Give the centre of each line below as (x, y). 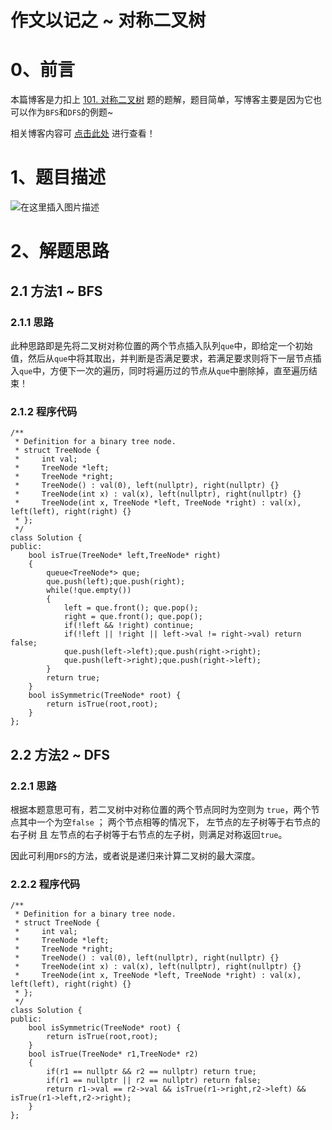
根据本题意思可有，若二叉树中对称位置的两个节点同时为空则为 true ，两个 (161, 809)
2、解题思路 (60, 251)
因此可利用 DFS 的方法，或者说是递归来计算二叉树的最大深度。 (135, 855)
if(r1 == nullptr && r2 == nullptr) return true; (151, 1072)
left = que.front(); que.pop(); (131, 608)
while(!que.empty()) (89, 591)
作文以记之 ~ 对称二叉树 (108, 20)
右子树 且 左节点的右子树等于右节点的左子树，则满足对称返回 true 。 (149, 834)
